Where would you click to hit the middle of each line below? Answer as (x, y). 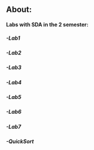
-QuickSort (20, 142)
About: (19, 10)
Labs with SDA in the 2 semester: (47, 24)
